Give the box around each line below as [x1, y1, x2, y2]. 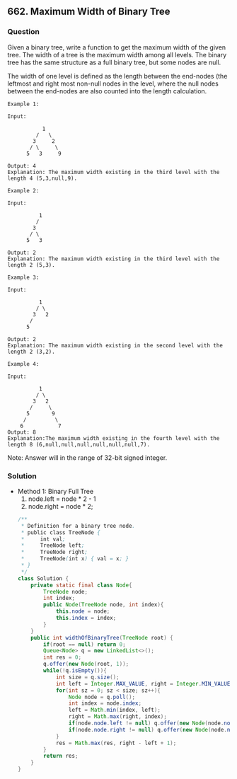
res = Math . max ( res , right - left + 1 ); [55, 739, 177, 746]
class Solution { [17, 575, 69, 582]
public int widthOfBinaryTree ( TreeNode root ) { [30, 634, 173, 641]
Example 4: [7, 360, 40, 367]
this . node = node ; [55, 608, 110, 615]
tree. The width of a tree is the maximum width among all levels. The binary [7, 50, 227, 59]
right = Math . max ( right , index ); [68, 713, 168, 720]
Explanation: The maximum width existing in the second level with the [7, 342, 223, 349]
